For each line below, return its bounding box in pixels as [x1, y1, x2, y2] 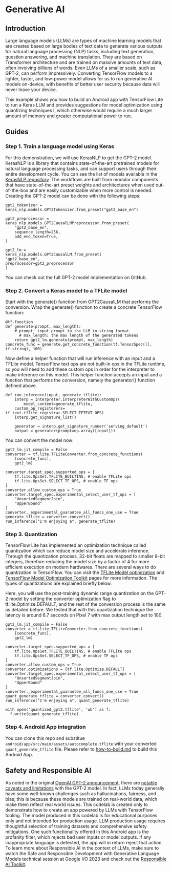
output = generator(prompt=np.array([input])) [14, 428, 116, 433]
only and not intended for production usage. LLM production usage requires [5, 818, 165, 824]
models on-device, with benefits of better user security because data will [5, 81, 160, 87]
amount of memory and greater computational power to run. [5, 113, 132, 119]
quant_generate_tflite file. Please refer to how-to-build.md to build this [5, 746, 157, 752]
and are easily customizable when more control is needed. [29, 187, 153, 193]
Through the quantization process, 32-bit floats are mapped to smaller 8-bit [5, 553, 165, 559]
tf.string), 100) [5, 346, 42, 351]
